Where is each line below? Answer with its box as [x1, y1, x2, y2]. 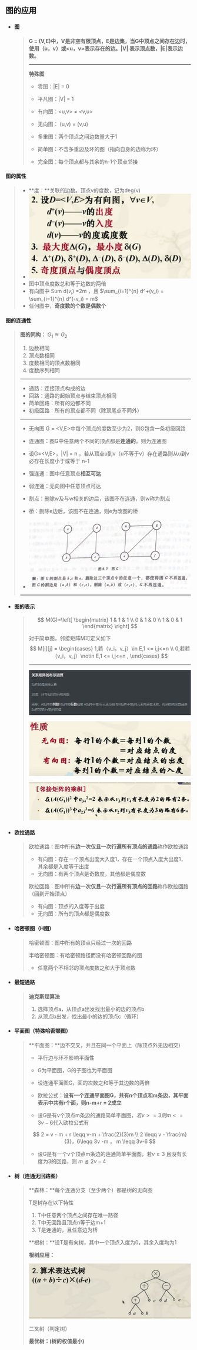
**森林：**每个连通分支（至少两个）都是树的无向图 [28, 1187, 153, 1194]
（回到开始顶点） [28, 890, 71, 898]
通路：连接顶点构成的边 [28, 385, 86, 392]
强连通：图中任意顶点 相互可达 [28, 470, 101, 477]
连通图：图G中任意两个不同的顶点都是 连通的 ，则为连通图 [28, 438, 167, 445]
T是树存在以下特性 [28, 1199, 74, 1206]
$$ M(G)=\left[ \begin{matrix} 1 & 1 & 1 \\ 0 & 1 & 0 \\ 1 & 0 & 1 [37, 616, 183, 623]
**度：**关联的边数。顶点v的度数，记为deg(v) [28, 186, 141, 193]
